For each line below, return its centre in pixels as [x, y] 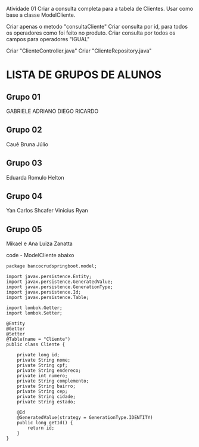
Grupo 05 [24, 229]
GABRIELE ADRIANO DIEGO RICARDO [52, 111]
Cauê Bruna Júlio [27, 144]
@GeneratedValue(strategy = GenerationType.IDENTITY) [85, 418]
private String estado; [46, 402]
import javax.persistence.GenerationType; [60, 287]
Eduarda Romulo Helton [35, 177]
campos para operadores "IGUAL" [48, 39]
